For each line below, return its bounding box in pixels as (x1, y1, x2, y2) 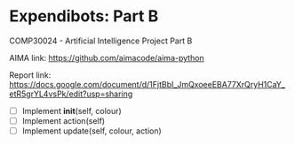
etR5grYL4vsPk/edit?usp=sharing (9, 88, 133, 99)
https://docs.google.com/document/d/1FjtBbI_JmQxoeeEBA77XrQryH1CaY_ (9, 79, 286, 89)
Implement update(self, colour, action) (21, 126, 162, 136)
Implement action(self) (21, 116, 105, 126)
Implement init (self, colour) (21, 105, 122, 116)
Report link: (9, 69, 52, 80)
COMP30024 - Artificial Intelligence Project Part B (9, 35, 193, 46)
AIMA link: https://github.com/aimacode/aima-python (9, 52, 204, 63)
